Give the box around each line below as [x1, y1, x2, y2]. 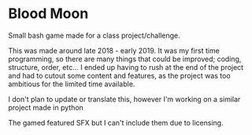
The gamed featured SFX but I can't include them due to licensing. [8, 118, 224, 127]
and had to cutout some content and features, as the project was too [8, 71, 231, 80]
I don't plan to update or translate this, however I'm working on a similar [8, 94, 241, 104]
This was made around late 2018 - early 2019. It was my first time [8, 46, 220, 55]
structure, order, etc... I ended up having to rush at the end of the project [8, 62, 244, 71]
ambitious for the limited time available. [8, 79, 135, 89]
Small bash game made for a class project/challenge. [8, 31, 181, 40]
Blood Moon [8, 5, 89, 23]
